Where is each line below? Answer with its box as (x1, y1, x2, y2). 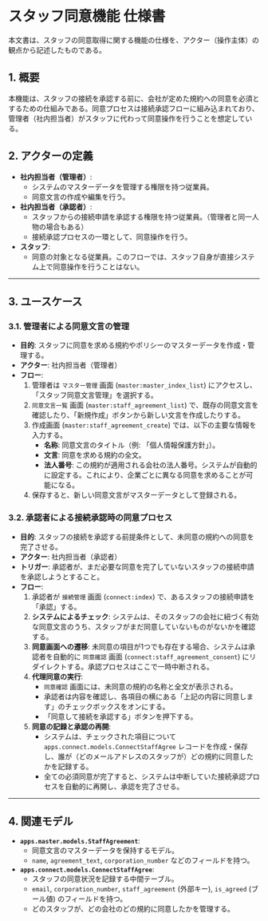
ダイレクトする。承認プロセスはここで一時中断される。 (31, 661, 214, 671)
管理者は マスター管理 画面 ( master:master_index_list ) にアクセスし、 (31, 380, 258, 390)
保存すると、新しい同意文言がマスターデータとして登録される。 (31, 490, 242, 500)
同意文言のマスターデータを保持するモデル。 (31, 846, 179, 855)
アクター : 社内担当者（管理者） (19, 360, 122, 370)
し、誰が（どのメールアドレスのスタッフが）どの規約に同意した (43, 752, 254, 761)
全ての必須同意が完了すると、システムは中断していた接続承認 (43, 772, 246, 781)
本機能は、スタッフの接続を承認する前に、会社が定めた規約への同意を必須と (8, 93, 260, 103)
